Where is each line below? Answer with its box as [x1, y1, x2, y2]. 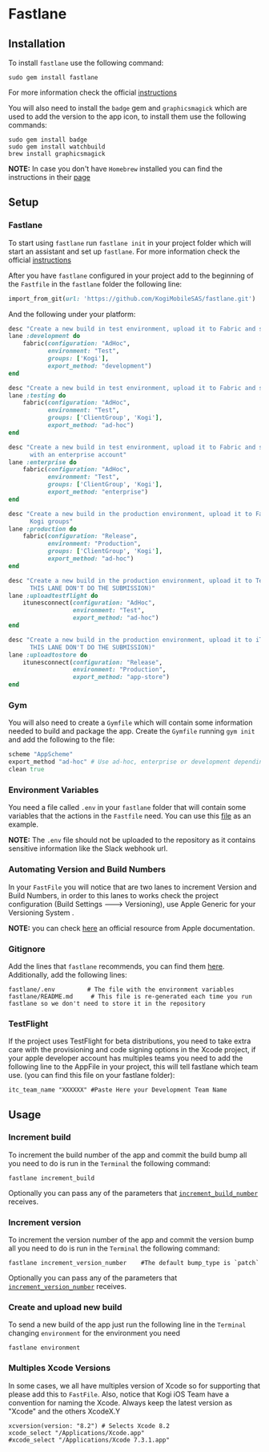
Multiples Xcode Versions [8, 1362, 110, 1373]
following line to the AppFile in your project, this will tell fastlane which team [8, 1062, 259, 1072]
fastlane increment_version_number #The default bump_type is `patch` [8, 1259, 260, 1267]
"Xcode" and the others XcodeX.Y [8, 1406, 121, 1416]
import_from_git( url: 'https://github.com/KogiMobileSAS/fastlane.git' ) [8, 295, 256, 303]
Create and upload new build [8, 1302, 122, 1313]
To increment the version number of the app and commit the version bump [8, 1235, 255, 1245]
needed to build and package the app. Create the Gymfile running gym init [8, 726, 255, 736]
